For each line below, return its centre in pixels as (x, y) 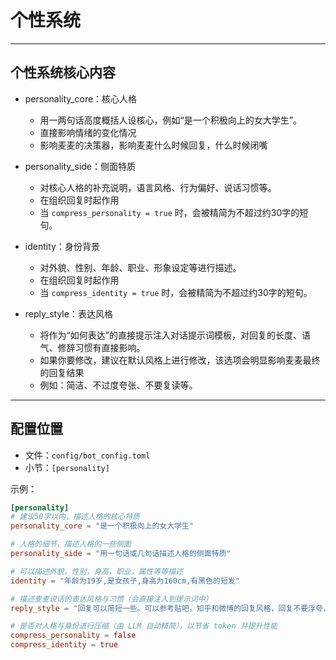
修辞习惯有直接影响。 (101, 347)
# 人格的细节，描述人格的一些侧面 (71, 544)
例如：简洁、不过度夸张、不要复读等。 (118, 385)
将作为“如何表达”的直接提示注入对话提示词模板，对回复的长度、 (170, 335)
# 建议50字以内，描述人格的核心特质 (75, 517)
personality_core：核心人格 (81, 98)
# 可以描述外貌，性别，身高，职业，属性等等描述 (96, 571)
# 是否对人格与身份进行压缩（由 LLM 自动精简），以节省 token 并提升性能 (144, 626)
